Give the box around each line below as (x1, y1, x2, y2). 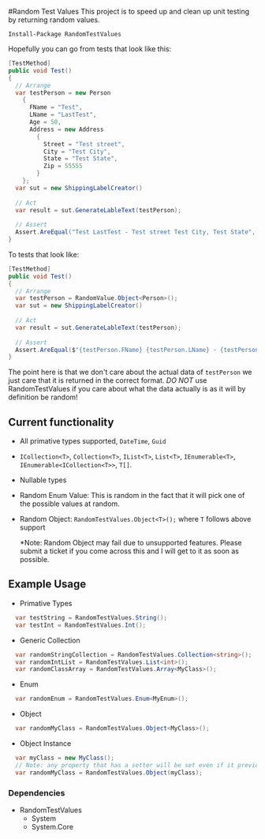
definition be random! (8, 392, 78, 402)
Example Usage (8, 578, 87, 591)
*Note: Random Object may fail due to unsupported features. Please (19, 538, 242, 548)
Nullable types (19, 475, 67, 485)
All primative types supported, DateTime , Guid (19, 436, 166, 446)
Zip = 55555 (43, 162, 83, 170)
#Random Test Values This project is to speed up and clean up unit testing (8, 7, 250, 16)
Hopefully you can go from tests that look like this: (8, 44, 172, 54)
